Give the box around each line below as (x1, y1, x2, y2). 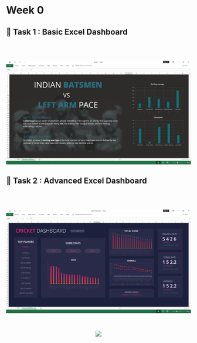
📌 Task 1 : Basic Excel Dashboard (6, 27, 128, 37)
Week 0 (6, 4, 44, 17)
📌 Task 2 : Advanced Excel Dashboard (6, 175, 147, 185)
